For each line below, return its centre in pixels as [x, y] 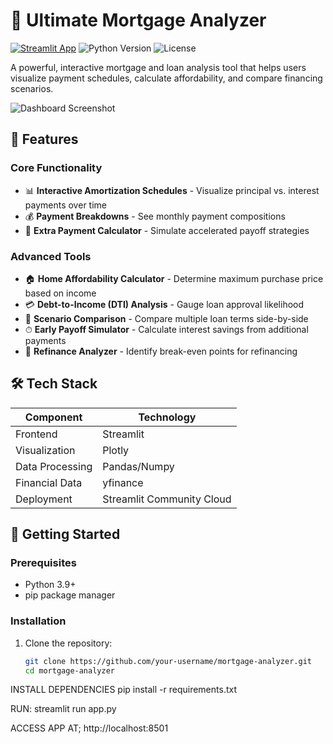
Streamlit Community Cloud [167, 499]
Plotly [116, 450]
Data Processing [54, 466]
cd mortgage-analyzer [69, 670]
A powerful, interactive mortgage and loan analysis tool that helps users [158, 67]
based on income [60, 293]
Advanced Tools [51, 256]
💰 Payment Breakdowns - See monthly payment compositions [155, 216]
